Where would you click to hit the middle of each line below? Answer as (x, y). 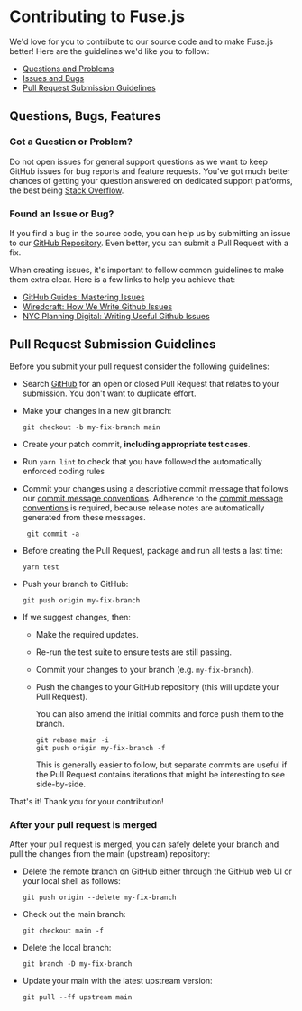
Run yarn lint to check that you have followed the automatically (142, 461)
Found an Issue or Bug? (62, 214)
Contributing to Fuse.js (97, 17)
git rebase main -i (73, 740)
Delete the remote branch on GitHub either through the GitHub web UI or (157, 871)
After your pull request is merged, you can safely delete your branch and (144, 844)
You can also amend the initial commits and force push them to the (160, 713)
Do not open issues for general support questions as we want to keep (139, 161)
